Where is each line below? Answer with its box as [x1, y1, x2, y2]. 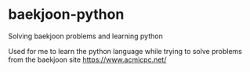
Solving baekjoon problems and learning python [8, 31, 163, 41]
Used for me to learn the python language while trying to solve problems [8, 46, 243, 56]
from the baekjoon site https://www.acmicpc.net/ [8, 55, 167, 64]
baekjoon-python [8, 5, 125, 23]
